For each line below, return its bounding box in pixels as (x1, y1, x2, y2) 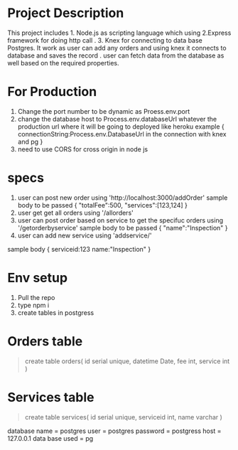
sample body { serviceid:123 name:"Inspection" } (7, 245, 151, 253)
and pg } (17, 137, 43, 146)
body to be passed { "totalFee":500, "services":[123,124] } (17, 200, 188, 209)
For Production (7, 84, 97, 100)
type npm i (17, 301, 50, 309)
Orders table (7, 333, 83, 349)
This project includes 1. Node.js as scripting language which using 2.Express (7, 28, 232, 37)
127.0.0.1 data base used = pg (7, 434, 94, 442)
